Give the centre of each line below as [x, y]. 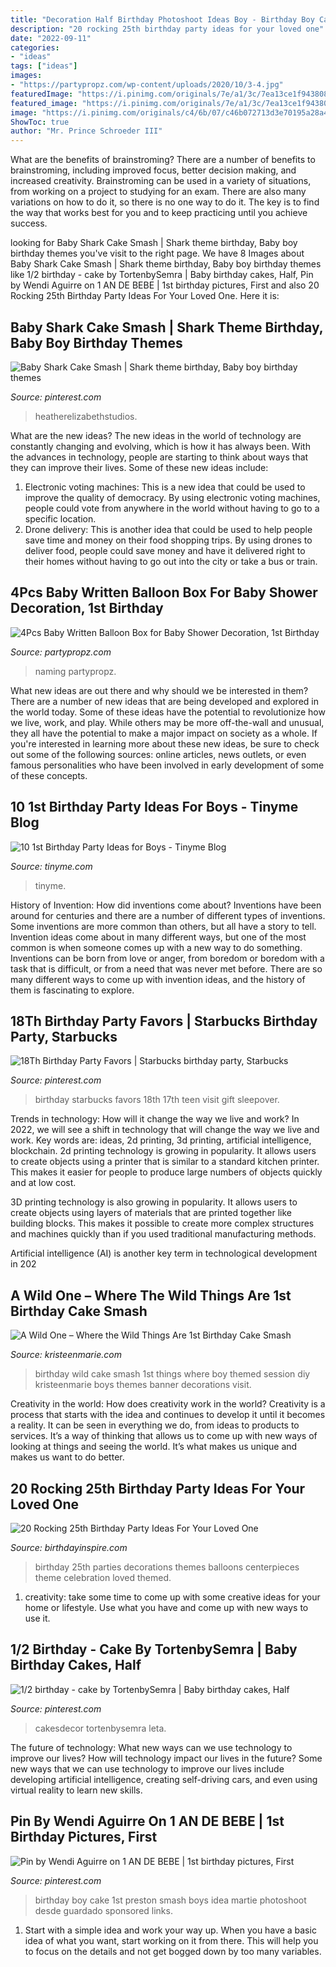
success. [29, 223]
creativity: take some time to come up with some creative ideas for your [172, 1597]
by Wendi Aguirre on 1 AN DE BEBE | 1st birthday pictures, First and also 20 [165, 285]
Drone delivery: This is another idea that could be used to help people [168, 529]
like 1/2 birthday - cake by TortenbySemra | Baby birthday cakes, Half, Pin [162, 275]
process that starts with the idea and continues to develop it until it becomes [168, 1415]
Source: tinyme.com [51, 866]
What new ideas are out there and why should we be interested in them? [159, 690]
